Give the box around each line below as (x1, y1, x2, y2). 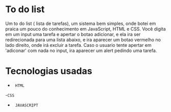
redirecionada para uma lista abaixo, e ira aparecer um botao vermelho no (5, 37, 161, 43)
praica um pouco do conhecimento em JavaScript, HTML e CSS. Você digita (5, 25, 166, 32)
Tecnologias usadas (5, 65, 92, 77)
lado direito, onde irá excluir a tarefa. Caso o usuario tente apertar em (5, 42, 152, 48)
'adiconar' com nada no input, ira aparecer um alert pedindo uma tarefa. (5, 47, 157, 53)
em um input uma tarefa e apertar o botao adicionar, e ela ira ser (5, 31, 141, 37)
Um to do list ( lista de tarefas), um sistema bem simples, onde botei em (5, 20, 156, 26)
